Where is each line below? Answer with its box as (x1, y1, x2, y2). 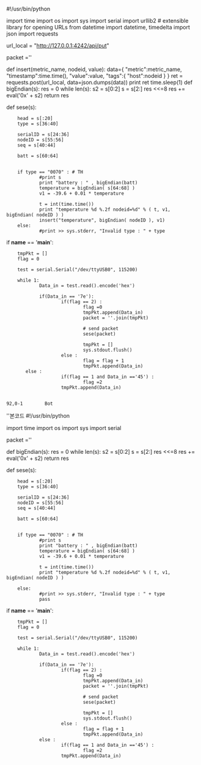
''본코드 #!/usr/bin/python (6, 412, 70, 419)
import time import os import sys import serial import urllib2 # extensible (6, 17, 189, 24)
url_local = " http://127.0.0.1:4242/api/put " (6, 42, 110, 49)
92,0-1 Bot (6, 401, 53, 407)
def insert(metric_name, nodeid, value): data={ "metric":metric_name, (6, 66, 182, 73)
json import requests (6, 30, 59, 37)
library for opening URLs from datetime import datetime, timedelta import (6, 24, 191, 31)
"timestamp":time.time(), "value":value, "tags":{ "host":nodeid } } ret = (6, 72, 183, 79)
